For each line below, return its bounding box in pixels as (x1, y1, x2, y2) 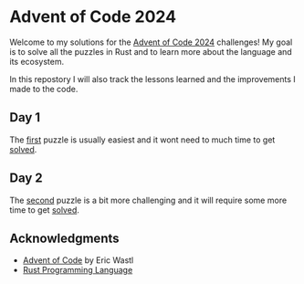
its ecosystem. (9, 56, 65, 67)
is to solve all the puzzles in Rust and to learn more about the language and (9, 46, 292, 57)
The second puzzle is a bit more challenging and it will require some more (9, 195, 288, 205)
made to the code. (9, 83, 79, 94)
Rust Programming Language (22, 265, 133, 276)
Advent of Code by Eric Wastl (22, 255, 134, 266)
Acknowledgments (9, 230, 121, 246)
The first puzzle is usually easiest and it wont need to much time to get (9, 134, 276, 145)
